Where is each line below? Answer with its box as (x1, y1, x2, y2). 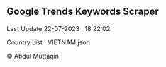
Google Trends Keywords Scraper (6, 6, 159, 18)
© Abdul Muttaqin (6, 51, 60, 60)
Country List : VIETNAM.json (6, 38, 90, 47)
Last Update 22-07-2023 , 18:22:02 (6, 24, 111, 32)
